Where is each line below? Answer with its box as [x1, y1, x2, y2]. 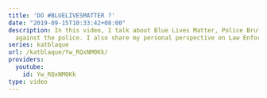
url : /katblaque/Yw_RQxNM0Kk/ [8, 48, 109, 56]
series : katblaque [8, 41, 69, 49]
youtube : [15, 63, 44, 71]
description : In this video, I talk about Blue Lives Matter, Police [8, 26, 244, 34]
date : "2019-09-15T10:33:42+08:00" [8, 19, 126, 27]
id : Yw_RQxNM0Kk [22, 70, 77, 78]
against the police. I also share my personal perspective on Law [15, 33, 240, 42]
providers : [8, 56, 44, 64]
